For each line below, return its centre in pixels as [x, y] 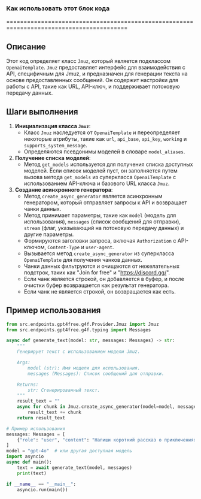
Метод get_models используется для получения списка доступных [108, 164]
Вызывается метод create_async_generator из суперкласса [99, 253]
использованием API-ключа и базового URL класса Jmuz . [97, 183]
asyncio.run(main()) [42, 489]
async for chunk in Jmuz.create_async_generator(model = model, [96, 407]
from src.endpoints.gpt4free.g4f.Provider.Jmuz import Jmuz [83, 324]
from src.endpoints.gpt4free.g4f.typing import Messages [79, 330]
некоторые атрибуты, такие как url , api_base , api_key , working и [105, 138]
